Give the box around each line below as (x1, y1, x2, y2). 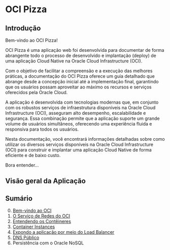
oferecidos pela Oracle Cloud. (5, 89, 68, 95)
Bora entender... (5, 162, 39, 168)
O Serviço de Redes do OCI (12, 213, 70, 219)
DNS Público (12, 235, 40, 241)
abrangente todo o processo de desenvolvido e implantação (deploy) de (5, 52, 156, 58)
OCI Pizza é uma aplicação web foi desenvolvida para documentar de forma (5, 47, 164, 53)
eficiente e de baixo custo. (5, 152, 61, 158)
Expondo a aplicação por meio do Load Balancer (12, 229, 115, 235)
